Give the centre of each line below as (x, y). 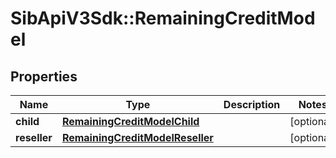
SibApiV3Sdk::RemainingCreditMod (163, 18)
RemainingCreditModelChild (130, 121)
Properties (44, 76)
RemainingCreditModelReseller (137, 137)
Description (252, 104)
